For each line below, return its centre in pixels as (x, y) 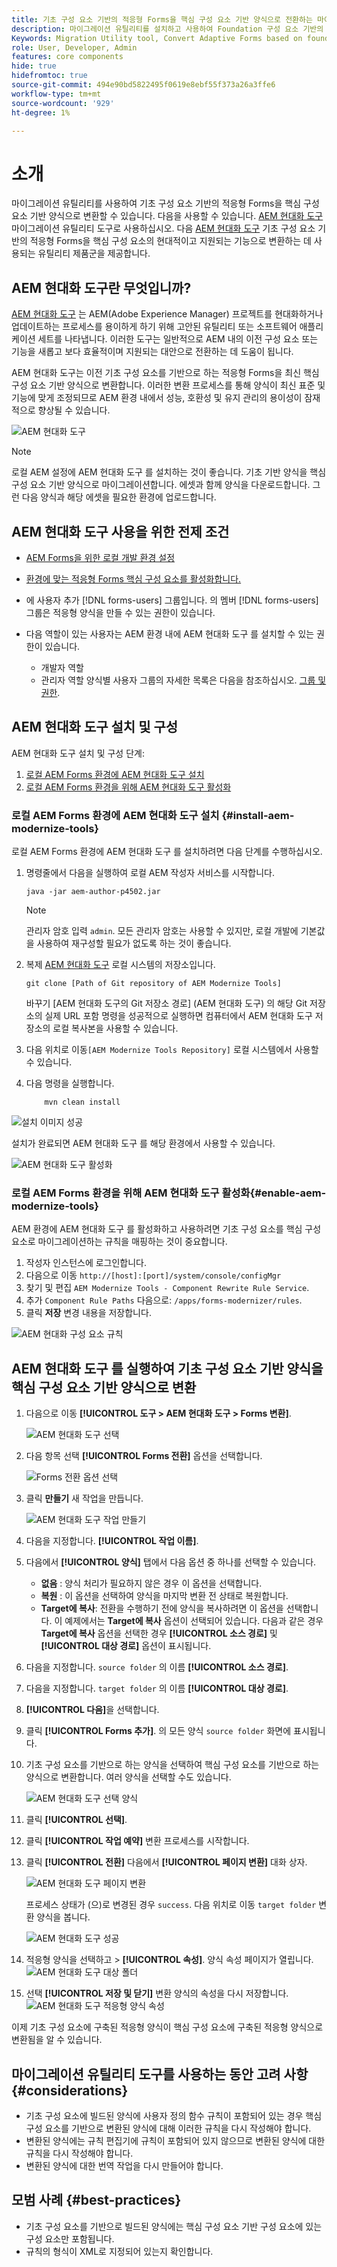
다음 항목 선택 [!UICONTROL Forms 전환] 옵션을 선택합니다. (144, 1456)
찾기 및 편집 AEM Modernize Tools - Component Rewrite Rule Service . (167, 1288)
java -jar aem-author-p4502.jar (93, 892)
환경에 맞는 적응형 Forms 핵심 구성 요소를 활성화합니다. (133, 578)
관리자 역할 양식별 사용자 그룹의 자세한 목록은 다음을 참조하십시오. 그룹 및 (183, 680)
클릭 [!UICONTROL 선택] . (76, 1820)
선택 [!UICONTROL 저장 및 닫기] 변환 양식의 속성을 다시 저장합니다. (157, 1993)
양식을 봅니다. (63, 1917)
